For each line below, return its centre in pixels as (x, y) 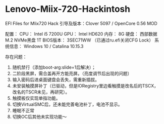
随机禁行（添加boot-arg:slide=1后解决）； (54, 67)
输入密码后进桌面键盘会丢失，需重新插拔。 (56, 80)
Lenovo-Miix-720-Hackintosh (68, 9)
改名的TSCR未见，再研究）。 (41, 92)
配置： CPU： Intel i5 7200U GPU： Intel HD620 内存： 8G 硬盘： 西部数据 (81, 34)
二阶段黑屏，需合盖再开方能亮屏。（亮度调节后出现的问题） (72, 73)
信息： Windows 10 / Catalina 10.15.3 (46, 46)
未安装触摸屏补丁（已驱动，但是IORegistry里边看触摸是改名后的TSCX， (85, 85)
